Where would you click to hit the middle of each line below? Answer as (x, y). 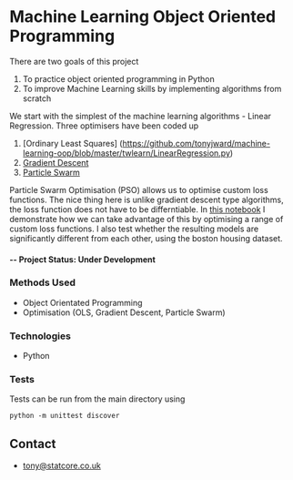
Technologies (40, 336)
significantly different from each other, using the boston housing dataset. (146, 238)
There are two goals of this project (74, 61)
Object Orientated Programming (82, 302)
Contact (33, 444)
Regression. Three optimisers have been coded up (104, 126)
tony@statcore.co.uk (62, 465)
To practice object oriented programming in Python (119, 78)
